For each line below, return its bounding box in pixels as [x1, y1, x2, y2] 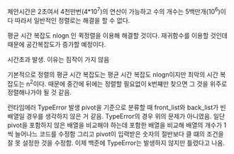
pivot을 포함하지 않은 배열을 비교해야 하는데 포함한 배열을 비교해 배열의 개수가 [7, 121, 223, 130]
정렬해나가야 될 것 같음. [7, 88, 72, 97]
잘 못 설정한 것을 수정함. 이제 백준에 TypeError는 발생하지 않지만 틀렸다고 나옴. [7, 138, 225, 148]
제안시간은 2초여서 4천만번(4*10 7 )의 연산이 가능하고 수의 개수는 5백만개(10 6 [7, 6, 218, 16]
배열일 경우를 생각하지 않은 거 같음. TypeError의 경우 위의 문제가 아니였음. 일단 [7, 112, 225, 121]
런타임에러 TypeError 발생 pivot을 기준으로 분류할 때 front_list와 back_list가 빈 [7, 103, 226, 112]
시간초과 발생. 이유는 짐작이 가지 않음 [7, 55, 110, 63]
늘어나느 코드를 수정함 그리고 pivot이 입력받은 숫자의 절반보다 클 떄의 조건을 [14, 130, 225, 138]
